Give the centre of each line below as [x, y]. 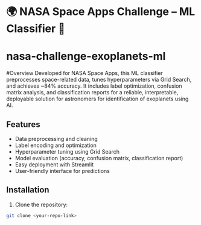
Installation [28, 190]
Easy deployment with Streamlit [54, 165]
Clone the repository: [41, 204]
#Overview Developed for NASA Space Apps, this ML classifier [85, 73]
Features [23, 124]
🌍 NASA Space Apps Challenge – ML [101, 12]
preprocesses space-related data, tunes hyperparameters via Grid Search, [99, 80]
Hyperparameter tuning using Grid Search [67, 151]
